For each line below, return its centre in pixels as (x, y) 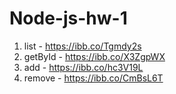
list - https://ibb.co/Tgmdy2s (82, 46)
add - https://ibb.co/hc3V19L (83, 67)
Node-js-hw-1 (68, 18)
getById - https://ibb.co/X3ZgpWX (94, 56)
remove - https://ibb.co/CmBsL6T (93, 78)
